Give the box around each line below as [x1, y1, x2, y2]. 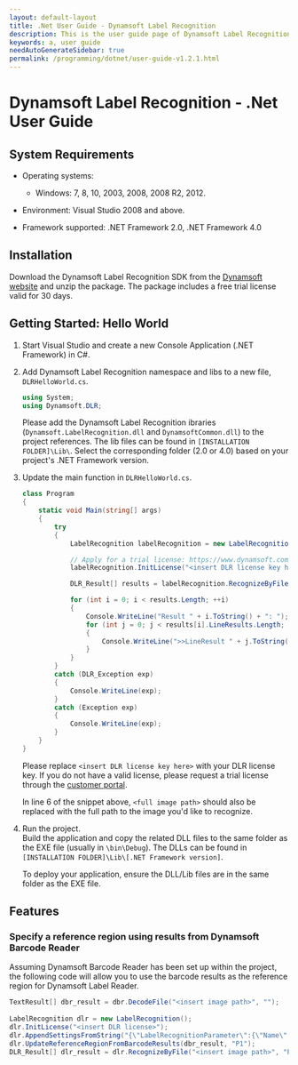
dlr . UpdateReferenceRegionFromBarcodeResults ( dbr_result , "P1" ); [9, 1039, 255, 1048]
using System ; [21, 393, 74, 402]
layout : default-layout [9, 12, 98, 22]
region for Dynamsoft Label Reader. [9, 981, 139, 991]
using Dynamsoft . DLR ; [21, 401, 103, 410]
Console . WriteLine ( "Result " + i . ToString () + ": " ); [85, 612, 289, 621]
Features [9, 904, 59, 919]
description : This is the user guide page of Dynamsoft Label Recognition [9, 29, 292, 38]
